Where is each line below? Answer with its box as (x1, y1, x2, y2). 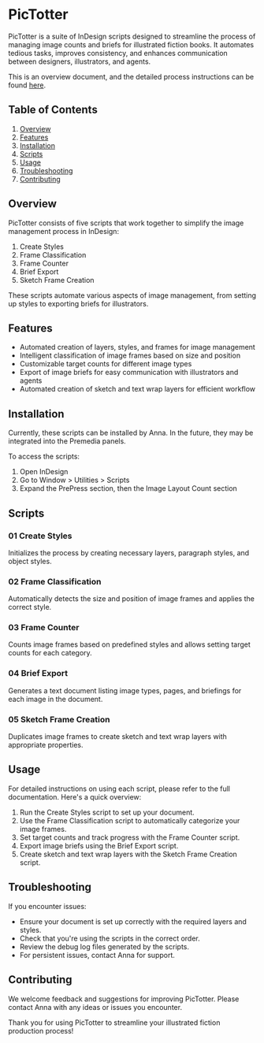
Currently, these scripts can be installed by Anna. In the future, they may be (8, 428, 254, 438)
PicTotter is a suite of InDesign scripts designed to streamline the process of (8, 32, 256, 41)
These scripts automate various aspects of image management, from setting (8, 290, 257, 300)
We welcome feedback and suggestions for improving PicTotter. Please (8, 994, 240, 1004)
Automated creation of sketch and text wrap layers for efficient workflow (19, 384, 256, 394)
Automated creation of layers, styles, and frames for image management (19, 343, 256, 352)
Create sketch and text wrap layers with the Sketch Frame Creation (19, 849, 238, 859)
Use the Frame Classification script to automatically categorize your (19, 815, 240, 825)
